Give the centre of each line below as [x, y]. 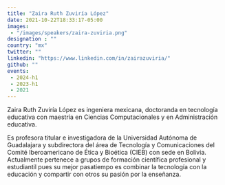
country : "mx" [28, 45]
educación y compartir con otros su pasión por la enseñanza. [94, 174]
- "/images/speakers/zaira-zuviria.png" [69, 33]
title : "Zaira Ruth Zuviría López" [58, 13]
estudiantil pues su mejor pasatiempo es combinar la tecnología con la [107, 167]
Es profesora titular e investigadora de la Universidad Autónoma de [102, 138]
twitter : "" [24, 52]
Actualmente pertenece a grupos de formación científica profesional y [107, 160]
